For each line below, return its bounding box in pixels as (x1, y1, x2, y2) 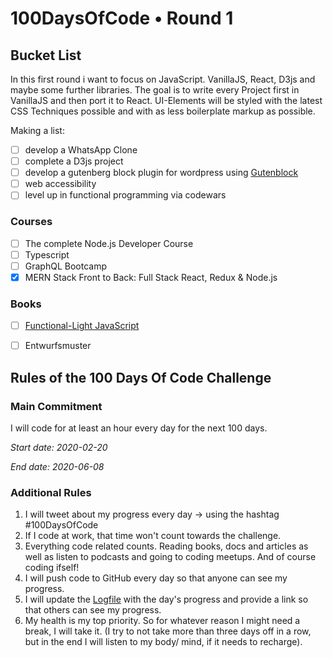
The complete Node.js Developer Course (24, 237, 194, 249)
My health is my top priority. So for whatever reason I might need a (24, 615, 301, 627)
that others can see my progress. (24, 604, 162, 616)
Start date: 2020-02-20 (10, 441, 108, 453)
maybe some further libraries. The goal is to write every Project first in (10, 84, 300, 96)
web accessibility (24, 178, 97, 190)
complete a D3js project (24, 155, 124, 167)
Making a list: (10, 125, 65, 136)
